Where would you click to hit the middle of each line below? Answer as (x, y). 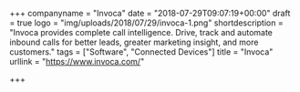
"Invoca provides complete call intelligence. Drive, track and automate (141, 32)
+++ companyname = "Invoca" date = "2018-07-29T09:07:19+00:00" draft (150, 13)
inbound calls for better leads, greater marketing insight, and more (134, 42)
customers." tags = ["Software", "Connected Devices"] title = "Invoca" (141, 52)
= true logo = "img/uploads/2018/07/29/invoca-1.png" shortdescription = (147, 23)
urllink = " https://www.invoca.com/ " (77, 61)
